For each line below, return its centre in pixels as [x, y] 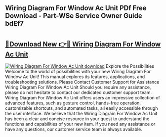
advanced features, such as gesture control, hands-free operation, [73, 103]
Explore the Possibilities [130, 66]
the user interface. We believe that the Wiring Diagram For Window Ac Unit [81, 114]
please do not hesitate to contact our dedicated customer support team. [79, 92]
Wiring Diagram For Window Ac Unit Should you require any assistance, [78, 87]
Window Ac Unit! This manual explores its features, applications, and [75, 77]
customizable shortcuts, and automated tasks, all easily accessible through [82, 108]
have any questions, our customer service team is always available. [74, 129]
